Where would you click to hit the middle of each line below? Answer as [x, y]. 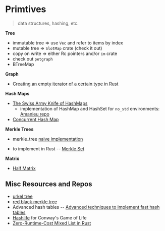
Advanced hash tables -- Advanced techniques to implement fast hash [86, 207]
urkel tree [22, 196]
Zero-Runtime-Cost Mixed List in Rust [52, 223]
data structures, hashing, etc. [48, 23]
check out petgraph [33, 59]
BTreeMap [23, 64]
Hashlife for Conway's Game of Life [49, 217]
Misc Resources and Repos [49, 184]
